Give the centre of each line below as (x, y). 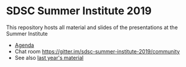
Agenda (24, 45)
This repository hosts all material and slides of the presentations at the (92, 27)
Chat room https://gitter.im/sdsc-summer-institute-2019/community (97, 51)
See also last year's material (49, 58)
